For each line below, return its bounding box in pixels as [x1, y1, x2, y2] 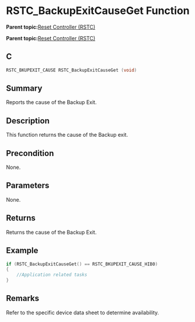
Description [6, 116, 50, 126]
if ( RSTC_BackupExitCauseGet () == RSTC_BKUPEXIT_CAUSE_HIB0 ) [6, 261, 158, 267]
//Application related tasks [16, 272, 88, 278]
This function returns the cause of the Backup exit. [6, 131, 128, 139]
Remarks [6, 293, 40, 303]
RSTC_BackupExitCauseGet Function [6, 4, 190, 18]
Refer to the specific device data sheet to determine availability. [6, 309, 159, 316]
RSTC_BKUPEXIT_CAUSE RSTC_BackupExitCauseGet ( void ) [6, 67, 137, 73]
